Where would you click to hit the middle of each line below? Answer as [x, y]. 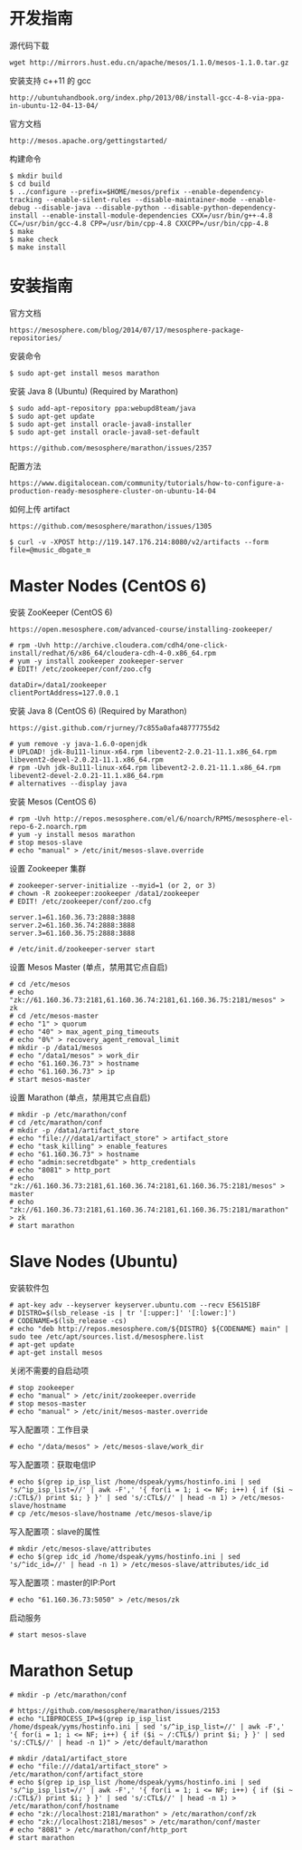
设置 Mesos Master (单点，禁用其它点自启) [89, 967]
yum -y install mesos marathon [76, 834]
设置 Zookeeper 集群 [48, 868]
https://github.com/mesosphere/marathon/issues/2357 [111, 448]
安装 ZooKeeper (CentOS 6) [61, 612]
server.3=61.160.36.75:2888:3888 [72, 933]
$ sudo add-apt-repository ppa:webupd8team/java [103, 408]
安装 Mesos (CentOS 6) [53, 801]
